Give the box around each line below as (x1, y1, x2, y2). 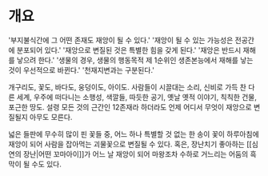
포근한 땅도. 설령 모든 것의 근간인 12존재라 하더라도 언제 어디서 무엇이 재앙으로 (8, 102, 252, 112)
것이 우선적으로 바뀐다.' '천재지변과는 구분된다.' (8, 65, 154, 74)
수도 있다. (31, 159, 62, 169)
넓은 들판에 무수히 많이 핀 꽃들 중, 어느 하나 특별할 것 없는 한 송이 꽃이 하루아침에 (8, 129, 260, 138)
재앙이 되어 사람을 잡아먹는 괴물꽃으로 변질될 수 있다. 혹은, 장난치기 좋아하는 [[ (8, 139, 252, 149)
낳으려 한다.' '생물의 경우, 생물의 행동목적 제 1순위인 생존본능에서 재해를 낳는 (16, 55, 254, 65)
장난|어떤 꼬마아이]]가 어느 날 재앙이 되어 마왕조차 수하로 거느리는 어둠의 (22, 149, 249, 158)
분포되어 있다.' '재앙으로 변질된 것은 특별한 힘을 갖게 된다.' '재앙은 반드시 (16, 45, 242, 54)
